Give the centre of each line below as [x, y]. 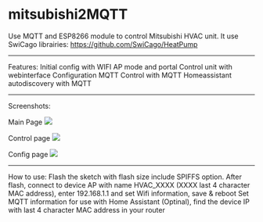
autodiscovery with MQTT [50, 83]
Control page [29, 138]
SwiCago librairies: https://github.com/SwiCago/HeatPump [103, 44]
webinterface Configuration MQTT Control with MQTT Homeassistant [120, 75]
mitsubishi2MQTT [68, 14]
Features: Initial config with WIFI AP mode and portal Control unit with [120, 66]
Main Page [25, 122]
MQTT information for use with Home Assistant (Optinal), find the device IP [129, 202]
